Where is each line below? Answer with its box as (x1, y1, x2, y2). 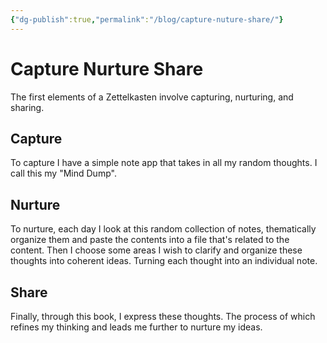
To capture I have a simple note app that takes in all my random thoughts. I (10, 157, 318, 169)
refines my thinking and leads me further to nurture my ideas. (10, 321, 263, 333)
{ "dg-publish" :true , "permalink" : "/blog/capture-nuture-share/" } (10, 14, 284, 25)
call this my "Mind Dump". (10, 167, 117, 180)
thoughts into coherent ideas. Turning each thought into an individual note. (10, 255, 318, 267)
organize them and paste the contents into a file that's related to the (10, 234, 290, 246)
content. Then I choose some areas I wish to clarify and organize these (10, 244, 303, 256)
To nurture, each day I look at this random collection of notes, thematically (10, 223, 317, 235)
